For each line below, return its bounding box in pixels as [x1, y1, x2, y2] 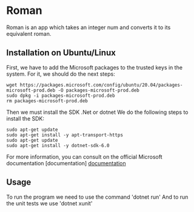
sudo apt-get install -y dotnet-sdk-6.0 [6, 142, 110, 148]
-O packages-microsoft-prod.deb [58, 87, 139, 93]
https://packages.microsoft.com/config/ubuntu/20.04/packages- [19, 82, 183, 88]
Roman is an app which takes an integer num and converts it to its [6, 24, 171, 31]
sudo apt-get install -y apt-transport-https [6, 131, 123, 138]
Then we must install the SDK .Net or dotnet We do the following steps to [6, 108, 189, 116]
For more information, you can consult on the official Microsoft [6, 153, 162, 161]
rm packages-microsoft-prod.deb [6, 98, 88, 104]
